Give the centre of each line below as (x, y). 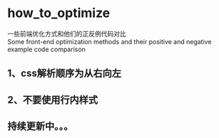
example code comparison (46, 49)
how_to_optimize (59, 13)
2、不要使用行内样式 (53, 100)
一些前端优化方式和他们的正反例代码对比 (67, 33)
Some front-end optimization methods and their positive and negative (109, 41)
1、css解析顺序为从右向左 (64, 74)
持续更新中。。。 (40, 126)
